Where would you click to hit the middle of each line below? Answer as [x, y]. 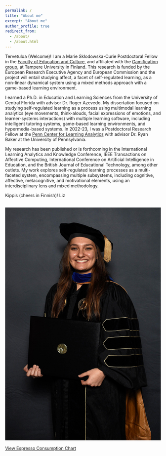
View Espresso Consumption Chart [41, 448]
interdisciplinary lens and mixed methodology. [52, 186]
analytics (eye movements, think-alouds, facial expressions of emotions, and [83, 113]
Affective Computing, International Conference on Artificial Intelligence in [80, 159]
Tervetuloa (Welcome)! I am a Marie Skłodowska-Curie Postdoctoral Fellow [82, 56]
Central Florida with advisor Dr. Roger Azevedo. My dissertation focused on [82, 103]
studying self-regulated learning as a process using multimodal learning [78, 108]
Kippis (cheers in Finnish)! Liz [35, 195]
